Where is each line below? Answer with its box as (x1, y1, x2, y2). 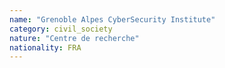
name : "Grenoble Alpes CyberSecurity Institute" (9, 14, 216, 25)
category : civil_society (9, 24, 113, 34)
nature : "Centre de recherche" (9, 33, 140, 43)
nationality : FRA (9, 42, 82, 53)
